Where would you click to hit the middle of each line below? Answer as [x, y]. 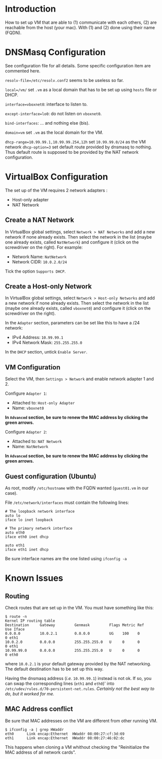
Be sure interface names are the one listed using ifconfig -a [66, 559]
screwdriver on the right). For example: [44, 247]
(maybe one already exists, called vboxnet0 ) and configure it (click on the [78, 308]
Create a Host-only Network [49, 286]
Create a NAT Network [40, 220]
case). [11, 493]
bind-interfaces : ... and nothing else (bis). [47, 123]
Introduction [31, 9]
